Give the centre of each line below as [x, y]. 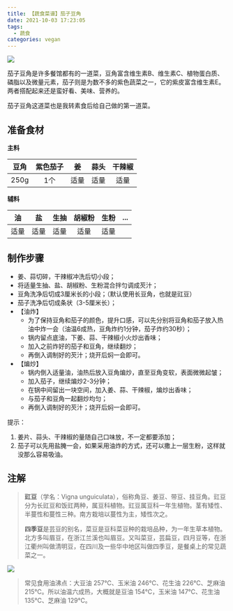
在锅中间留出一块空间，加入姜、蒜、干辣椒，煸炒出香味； [110, 390]
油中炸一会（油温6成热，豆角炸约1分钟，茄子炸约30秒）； [110, 329]
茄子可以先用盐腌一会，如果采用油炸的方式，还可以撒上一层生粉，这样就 [121, 445]
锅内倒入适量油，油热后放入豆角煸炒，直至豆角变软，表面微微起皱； [126, 372]
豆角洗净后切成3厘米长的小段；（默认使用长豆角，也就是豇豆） [106, 294]
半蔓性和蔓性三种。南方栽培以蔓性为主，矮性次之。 [98, 514]
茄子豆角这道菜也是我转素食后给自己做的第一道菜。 [81, 106]
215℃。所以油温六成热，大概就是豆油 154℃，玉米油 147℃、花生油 [122, 591]
